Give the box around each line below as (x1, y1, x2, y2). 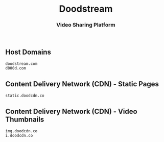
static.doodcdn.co (5, 93, 44, 99)
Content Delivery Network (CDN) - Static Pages (5, 80, 159, 88)
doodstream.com (5, 61, 38, 66)
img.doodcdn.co (5, 128, 38, 133)
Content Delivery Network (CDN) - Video (5, 107, 137, 115)
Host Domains (5, 48, 51, 56)
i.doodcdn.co (5, 133, 33, 138)
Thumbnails (5, 115, 44, 124)
